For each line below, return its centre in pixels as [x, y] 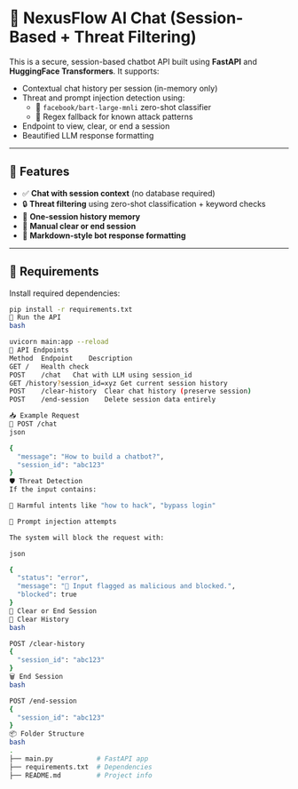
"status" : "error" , [53, 578]
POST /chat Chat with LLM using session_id [101, 375]
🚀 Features [39, 172]
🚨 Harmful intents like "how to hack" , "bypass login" [113, 506]
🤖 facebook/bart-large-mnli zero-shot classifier [123, 107]
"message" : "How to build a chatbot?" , [91, 457]
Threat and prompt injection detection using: [103, 98]
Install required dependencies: [65, 293]
